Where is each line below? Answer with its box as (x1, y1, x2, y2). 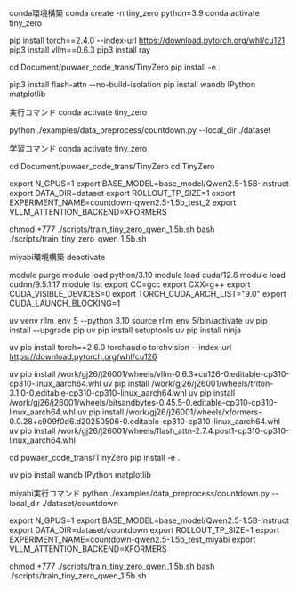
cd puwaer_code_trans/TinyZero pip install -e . (9, 453, 181, 463)
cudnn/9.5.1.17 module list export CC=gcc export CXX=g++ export (9, 279, 251, 290)
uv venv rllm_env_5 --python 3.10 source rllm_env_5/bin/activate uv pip (9, 315, 269, 325)
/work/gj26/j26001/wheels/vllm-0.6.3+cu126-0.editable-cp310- (57, 369, 290, 379)
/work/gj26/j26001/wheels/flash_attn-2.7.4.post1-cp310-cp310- (57, 426, 290, 436)
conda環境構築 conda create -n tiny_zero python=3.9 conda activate (9, 8, 260, 18)
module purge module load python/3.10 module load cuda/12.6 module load (9, 270, 286, 280)
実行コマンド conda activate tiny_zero (9, 107, 148, 118)
